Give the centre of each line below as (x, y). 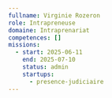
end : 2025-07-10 (49, 60)
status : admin (45, 67)
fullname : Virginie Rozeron (54, 15)
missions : (24, 45)
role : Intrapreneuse (42, 23)
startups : (39, 74)
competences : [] (35, 38)
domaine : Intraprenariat (49, 30)
